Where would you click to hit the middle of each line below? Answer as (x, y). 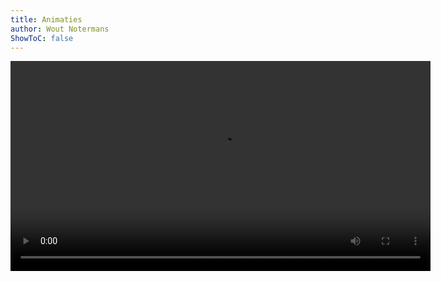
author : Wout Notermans (60, 29)
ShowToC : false (42, 38)
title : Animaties (46, 19)
